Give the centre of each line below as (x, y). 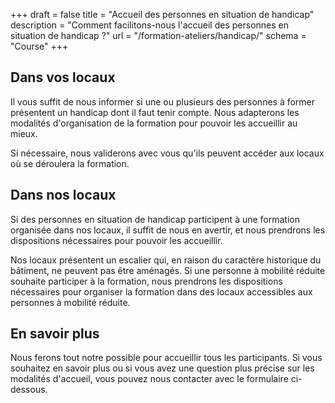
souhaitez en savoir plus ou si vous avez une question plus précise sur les (162, 368)
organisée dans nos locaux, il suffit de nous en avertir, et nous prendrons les (168, 230)
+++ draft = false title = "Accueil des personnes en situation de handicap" (162, 14)
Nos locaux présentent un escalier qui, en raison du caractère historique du (166, 260)
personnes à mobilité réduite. (70, 302)
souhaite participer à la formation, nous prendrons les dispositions (146, 281)
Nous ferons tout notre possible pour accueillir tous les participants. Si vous (166, 358)
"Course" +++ (39, 46)
